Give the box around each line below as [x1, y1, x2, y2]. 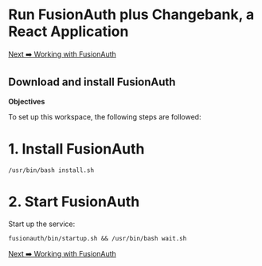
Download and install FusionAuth [8, 76, 176, 89]
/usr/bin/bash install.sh [8, 166, 94, 174]
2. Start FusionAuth [8, 193, 140, 210]
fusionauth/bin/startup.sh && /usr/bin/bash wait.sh [8, 234, 187, 242]
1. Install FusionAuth [8, 139, 145, 158]
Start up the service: [8, 219, 76, 229]
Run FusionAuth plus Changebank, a [8, 6, 255, 24]
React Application [8, 22, 129, 41]
